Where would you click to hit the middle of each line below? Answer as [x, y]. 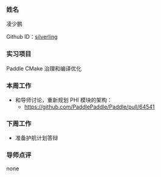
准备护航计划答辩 [36, 138]
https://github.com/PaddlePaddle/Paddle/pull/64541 [89, 107]
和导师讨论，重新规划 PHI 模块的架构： [63, 100]
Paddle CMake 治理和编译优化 [44, 68]
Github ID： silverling [32, 37]
